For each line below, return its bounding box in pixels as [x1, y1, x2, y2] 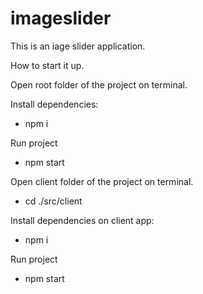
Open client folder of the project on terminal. [10, 175, 194, 187]
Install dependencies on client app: [10, 214, 155, 226]
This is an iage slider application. [10, 40, 146, 52]
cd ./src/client [24, 195, 83, 207]
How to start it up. [10, 59, 85, 71]
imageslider [10, 7, 112, 30]
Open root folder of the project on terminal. [10, 78, 188, 91]
